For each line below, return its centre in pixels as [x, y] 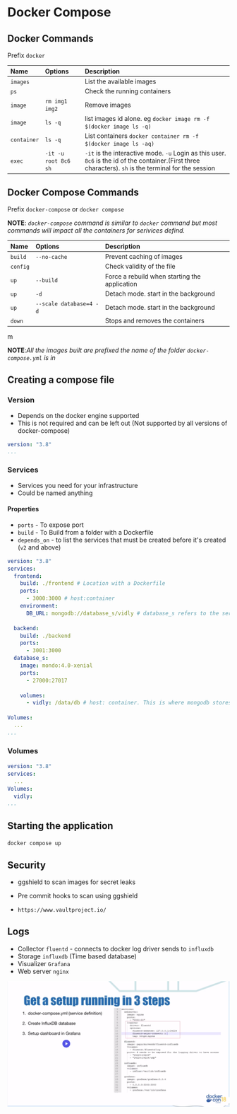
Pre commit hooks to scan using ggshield [78, 895]
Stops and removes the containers [154, 321]
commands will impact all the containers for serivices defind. [96, 231]
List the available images [120, 81]
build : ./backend [45, 636]
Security [26, 865]
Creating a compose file [61, 380]
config [20, 267]
